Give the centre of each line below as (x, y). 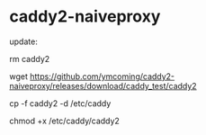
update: (23, 41)
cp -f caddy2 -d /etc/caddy (60, 103)
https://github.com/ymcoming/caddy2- (103, 76)
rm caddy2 (30, 58)
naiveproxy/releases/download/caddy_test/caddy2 (103, 85)
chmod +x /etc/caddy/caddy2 (64, 121)
